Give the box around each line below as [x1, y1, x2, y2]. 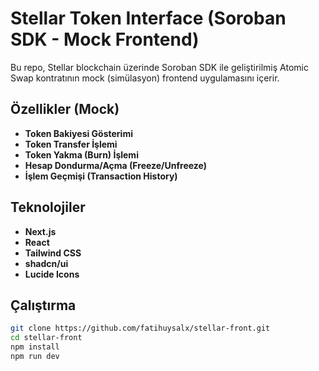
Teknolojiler [10, 199, 86, 216]
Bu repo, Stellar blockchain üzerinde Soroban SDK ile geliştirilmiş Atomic [10, 61, 309, 73]
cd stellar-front [10, 333, 83, 343]
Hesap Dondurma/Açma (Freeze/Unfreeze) [24, 159, 208, 171]
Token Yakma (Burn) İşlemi [24, 148, 139, 161]
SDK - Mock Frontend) [10, 28, 200, 51]
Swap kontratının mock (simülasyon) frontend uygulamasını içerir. [10, 72, 280, 84]
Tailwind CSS [24, 247, 82, 259]
